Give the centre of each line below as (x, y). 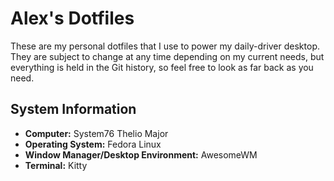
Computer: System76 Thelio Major (96, 133)
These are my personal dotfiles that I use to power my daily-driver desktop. (165, 46)
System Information (73, 109)
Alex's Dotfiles (72, 18)
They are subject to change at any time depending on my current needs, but (167, 56)
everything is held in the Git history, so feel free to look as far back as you (162, 67)
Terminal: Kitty (56, 165)
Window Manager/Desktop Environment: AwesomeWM (141, 154)
